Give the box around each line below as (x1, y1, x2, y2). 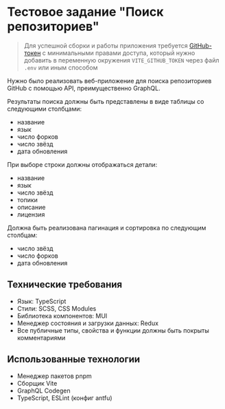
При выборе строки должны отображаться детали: (7, 160, 158, 168)
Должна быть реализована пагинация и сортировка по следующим (7, 223, 206, 232)
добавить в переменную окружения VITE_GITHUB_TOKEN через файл (23, 56, 220, 64)
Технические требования (7, 279, 122, 291)
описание (16, 203, 46, 211)
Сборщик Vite (16, 379, 58, 387)
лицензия (16, 210, 45, 219)
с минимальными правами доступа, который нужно (42, 49, 196, 57)
